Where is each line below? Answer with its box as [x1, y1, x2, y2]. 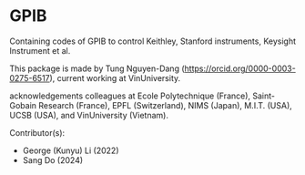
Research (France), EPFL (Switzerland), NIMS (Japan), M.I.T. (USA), [38, 99, 293, 110]
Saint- [252, 90, 276, 101]
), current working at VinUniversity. [49, 72, 181, 83]
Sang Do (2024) [22, 154, 84, 165]
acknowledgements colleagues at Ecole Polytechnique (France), [9, 90, 251, 101]
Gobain [9, 99, 37, 110]
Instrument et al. [9, 45, 71, 56]
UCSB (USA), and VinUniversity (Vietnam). [9, 109, 168, 120]
